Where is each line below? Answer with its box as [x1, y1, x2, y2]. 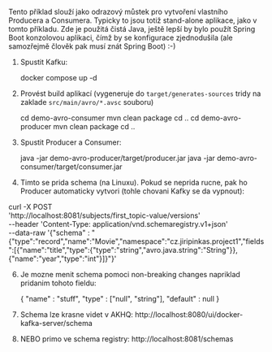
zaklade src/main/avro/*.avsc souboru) [19, 98, 154, 106]
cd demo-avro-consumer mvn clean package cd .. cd [19, 113, 200, 123]
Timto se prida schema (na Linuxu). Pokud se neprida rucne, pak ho [19, 178, 248, 187]
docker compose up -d [19, 73, 97, 82]
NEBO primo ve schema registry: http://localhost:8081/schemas [19, 334, 234, 344]
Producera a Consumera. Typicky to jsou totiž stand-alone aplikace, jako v [8, 15, 257, 25]
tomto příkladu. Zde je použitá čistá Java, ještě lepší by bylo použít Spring [8, 24, 256, 33]
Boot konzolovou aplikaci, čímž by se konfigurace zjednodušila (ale [8, 33, 233, 42]
